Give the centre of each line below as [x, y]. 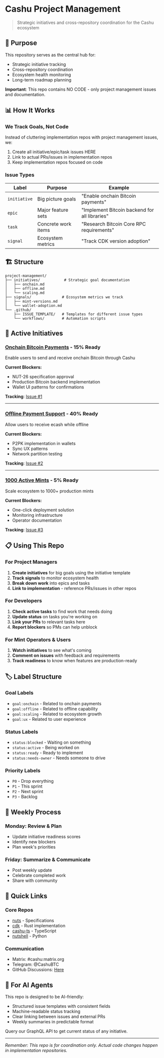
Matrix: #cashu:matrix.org [38, 959]
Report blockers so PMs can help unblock [55, 627]
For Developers [24, 601]
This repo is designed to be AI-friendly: [44, 997]
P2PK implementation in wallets [44, 443]
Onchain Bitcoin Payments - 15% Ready [53, 347]
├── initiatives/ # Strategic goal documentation [68, 280]
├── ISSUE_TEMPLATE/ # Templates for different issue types [78, 314]
